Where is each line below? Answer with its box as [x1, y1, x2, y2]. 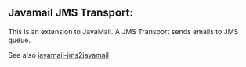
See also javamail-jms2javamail [8, 50, 110, 59]
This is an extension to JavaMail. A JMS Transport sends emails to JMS [8, 26, 239, 36]
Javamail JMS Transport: [8, 6, 133, 19]
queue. [8, 35, 31, 44]
